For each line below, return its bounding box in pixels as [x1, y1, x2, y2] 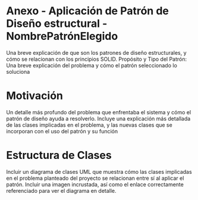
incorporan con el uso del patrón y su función [6, 127, 118, 135]
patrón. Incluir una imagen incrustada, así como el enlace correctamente [6, 180, 184, 188]
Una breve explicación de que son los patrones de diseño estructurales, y [6, 49, 187, 56]
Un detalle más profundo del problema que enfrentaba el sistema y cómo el [6, 108, 191, 115]
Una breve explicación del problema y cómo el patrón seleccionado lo [6, 61, 177, 69]
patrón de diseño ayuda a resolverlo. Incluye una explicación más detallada [6, 115, 191, 122]
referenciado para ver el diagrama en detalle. [6, 187, 117, 194]
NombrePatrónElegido [6, 30, 118, 43]
